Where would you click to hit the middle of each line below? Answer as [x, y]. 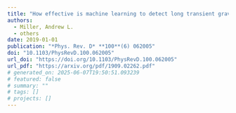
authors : [20, 20]
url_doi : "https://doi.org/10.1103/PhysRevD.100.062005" [92, 60]
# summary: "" [28, 86]
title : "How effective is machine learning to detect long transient [111, 14]
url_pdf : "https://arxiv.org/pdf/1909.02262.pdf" [81, 66]
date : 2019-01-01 [33, 40]
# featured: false [34, 79]
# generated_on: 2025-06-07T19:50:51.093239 [73, 72]
